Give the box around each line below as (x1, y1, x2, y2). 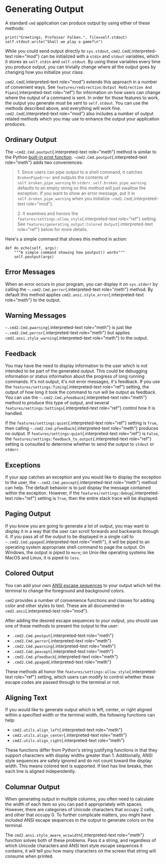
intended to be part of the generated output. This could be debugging (5, 368, 148, 374)
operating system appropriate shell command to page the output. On (5, 544, 145, 550)
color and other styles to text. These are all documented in (5, 603, 125, 609)
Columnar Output (5, 783, 60, 791)
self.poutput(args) (14, 254, 55, 259)
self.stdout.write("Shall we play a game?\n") (5, 39, 103, 44)
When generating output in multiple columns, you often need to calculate (5, 796, 154, 802)
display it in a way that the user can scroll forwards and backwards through (5, 528, 159, 534)
